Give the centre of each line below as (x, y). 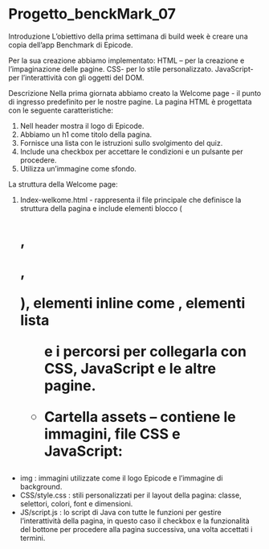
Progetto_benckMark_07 (92, 14)
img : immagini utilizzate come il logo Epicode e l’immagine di (121, 478)
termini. (33, 538)
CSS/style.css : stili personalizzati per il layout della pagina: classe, (131, 495)
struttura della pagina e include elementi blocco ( (101, 208)
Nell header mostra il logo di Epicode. (82, 126)
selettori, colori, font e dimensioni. (76, 504)
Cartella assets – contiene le (140, 417)
